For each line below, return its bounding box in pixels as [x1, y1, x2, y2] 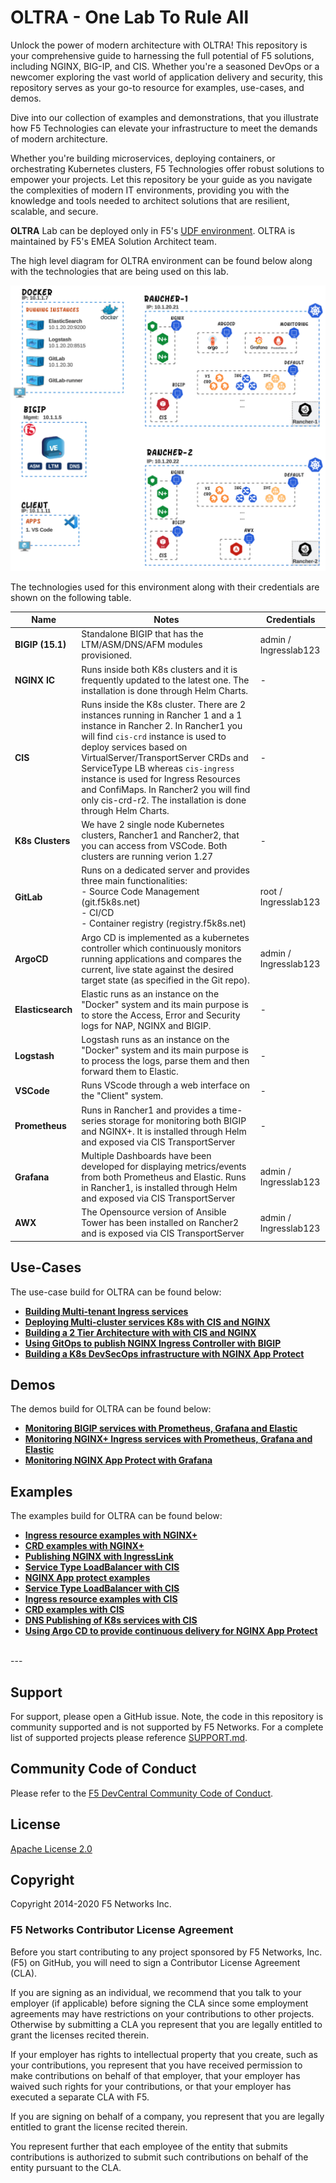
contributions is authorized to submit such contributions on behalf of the [10, 2151, 309, 2163]
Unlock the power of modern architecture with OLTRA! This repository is [10, 39, 308, 51]
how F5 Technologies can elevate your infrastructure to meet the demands [10, 122, 318, 134]
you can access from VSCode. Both [81, 840, 228, 852]
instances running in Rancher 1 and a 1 [81, 709, 243, 721]
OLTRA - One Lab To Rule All [10, 6, 249, 29]
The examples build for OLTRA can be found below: [10, 1510, 223, 1522]
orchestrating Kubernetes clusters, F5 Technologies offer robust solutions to [10, 162, 325, 175]
